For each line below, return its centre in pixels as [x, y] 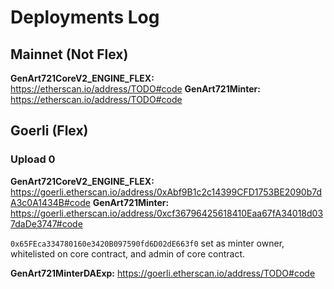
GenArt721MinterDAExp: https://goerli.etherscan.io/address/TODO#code [163, 273]
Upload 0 [33, 159]
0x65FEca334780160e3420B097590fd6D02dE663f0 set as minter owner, [147, 243]
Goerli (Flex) [49, 131]
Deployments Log [85, 17]
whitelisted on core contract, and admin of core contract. [128, 253]
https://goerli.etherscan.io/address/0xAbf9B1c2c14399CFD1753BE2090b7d [166, 192]
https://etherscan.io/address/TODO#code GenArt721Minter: [135, 89]
